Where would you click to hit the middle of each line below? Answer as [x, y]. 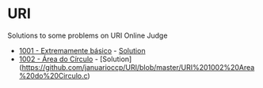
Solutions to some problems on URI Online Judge [88, 35]
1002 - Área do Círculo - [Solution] [75, 59]
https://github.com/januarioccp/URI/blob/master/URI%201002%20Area [138, 67]
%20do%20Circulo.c [53, 75]
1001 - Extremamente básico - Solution [82, 50]
